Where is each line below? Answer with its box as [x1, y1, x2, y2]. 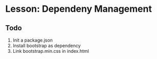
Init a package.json [12, 37, 53, 43]
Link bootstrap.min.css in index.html [12, 48, 89, 54]
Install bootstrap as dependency [12, 43, 81, 49]
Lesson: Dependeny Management [5, 3, 152, 15]
